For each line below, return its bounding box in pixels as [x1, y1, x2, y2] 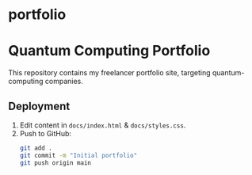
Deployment [8, 99, 71, 112]
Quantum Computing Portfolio [8, 42, 211, 60]
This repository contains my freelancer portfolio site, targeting [8, 68, 212, 78]
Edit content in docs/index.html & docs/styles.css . [19, 120, 186, 130]
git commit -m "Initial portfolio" [19, 151, 138, 159]
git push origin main [19, 158, 91, 167]
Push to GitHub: [19, 128, 72, 138]
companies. [44, 77, 83, 86]
